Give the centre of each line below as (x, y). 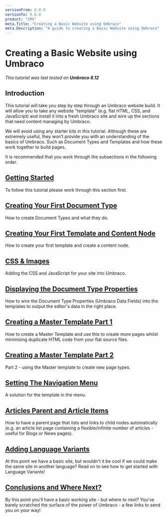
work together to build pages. (36, 147)
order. (11, 162)
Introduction (25, 93)
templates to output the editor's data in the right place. (61, 306)
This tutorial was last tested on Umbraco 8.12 (52, 78)
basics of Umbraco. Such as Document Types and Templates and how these (84, 142)
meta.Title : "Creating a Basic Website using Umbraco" (63, 24)
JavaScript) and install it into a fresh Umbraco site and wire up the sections (82, 116)
